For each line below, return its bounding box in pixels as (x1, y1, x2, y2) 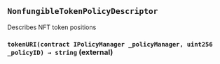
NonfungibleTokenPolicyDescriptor (7, 6, 158, 17)
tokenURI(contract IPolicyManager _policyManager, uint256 (7, 40, 213, 48)
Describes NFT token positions (7, 23, 97, 31)
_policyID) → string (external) (7, 47, 114, 57)
